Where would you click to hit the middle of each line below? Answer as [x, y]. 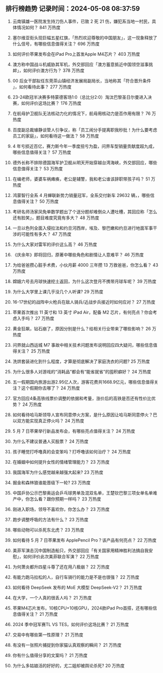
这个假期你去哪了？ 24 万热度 [51, 388]
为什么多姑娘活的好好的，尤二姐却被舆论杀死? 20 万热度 [69, 665]
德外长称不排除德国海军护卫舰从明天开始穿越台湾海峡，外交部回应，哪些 [85, 162]
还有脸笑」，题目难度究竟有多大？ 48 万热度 [56, 218]
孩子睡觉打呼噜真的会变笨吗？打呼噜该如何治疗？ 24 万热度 [72, 451]
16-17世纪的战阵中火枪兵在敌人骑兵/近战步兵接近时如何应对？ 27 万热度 [84, 302]
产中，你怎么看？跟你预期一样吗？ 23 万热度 [57, 499]
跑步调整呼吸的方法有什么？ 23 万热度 [50, 519]
